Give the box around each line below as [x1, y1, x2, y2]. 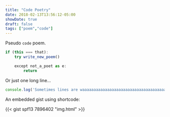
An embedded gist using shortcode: [5, 96, 80, 102]
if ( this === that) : [5, 50, 49, 55]
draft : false [5, 21, 33, 27]
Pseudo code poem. [5, 40, 46, 46]
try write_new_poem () [14, 54, 60, 60]
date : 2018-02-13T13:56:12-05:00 [5, 12, 76, 17]
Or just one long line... [5, 77, 52, 83]
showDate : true [5, 17, 37, 22]
